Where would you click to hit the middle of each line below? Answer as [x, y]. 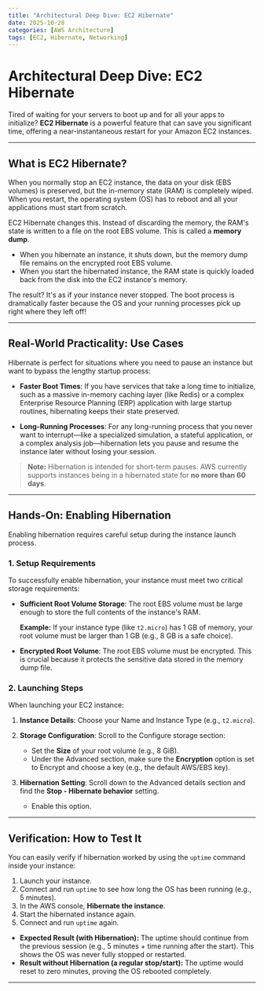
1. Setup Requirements [52, 563]
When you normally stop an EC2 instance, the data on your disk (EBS [120, 182]
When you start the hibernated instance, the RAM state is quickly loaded [137, 271]
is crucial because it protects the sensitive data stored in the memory [131, 659]
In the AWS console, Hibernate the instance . [92, 906]
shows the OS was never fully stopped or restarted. [103, 955]
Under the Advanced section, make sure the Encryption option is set [143, 759]
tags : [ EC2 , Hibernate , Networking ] [68, 37]
